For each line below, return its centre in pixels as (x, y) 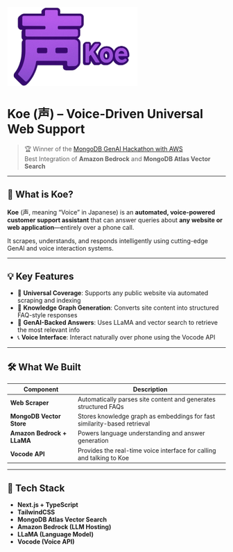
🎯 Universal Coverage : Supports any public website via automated (113, 293)
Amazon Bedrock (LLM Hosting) (64, 526)
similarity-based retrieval (114, 424)
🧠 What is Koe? (41, 195)
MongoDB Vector (35, 417)
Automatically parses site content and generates (147, 399)
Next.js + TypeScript (48, 504)
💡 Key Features (41, 276)
